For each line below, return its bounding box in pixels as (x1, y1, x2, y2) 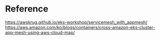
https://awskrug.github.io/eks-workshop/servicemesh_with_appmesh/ (5, 19, 148, 25)
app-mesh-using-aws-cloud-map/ (5, 29, 75, 35)
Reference (5, 3, 48, 14)
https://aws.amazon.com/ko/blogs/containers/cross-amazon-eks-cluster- (5, 24, 155, 30)
